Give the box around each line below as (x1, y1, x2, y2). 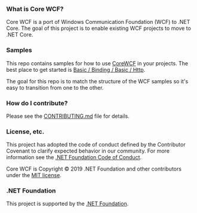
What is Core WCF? (6, 5, 64, 13)
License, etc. (6, 127, 45, 136)
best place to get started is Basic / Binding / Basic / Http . (6, 66, 146, 73)
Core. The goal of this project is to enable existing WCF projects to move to (6, 25, 191, 32)
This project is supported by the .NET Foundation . (6, 200, 129, 208)
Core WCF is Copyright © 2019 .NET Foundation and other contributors (6, 165, 182, 172)
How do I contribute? (6, 99, 68, 107)
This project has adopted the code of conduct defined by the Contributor (6, 141, 186, 148)
